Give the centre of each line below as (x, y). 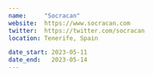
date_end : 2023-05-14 (48, 60)
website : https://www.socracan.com (69, 23)
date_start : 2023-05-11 (48, 53)
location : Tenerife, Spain (53, 38)
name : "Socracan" (44, 16)
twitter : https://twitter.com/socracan (77, 30)
